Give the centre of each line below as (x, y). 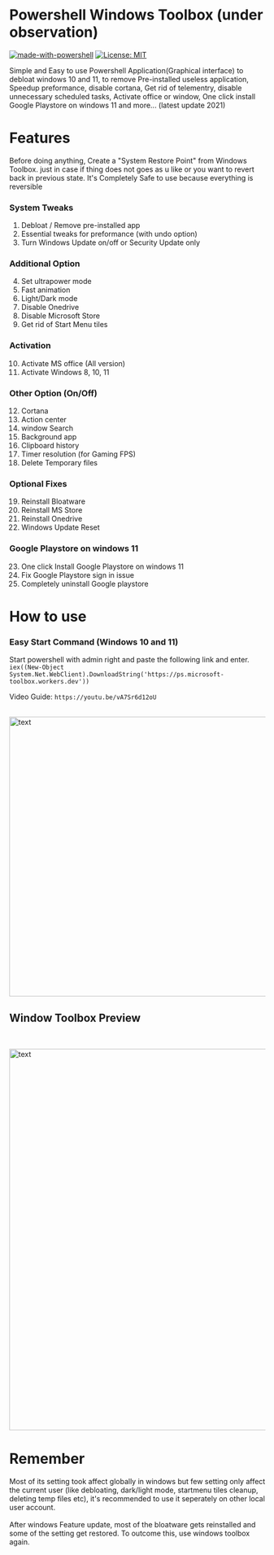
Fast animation (46, 290)
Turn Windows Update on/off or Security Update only (110, 242)
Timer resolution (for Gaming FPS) (78, 454)
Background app (49, 437)
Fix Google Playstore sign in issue (78, 574)
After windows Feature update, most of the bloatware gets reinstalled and (133, 1524)
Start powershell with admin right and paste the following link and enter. (130, 660)
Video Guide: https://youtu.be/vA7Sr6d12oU (83, 697)
